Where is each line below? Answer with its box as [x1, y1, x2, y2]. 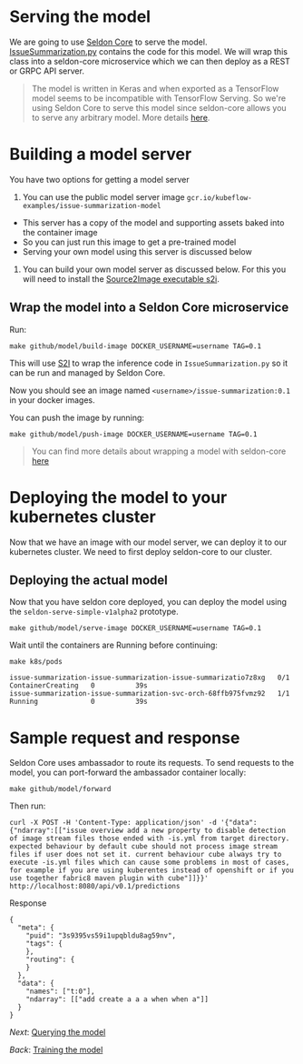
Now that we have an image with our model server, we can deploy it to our [9, 537, 288, 547]
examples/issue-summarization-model [22, 201, 161, 210]
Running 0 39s [9, 698, 148, 707]
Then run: [9, 800, 46, 811]
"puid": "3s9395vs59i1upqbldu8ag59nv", [25, 931, 177, 940]
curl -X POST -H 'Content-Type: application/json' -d [9, 818, 218, 828]
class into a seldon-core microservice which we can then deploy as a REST [9, 55, 290, 66]
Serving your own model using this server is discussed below [22, 246, 252, 256]
